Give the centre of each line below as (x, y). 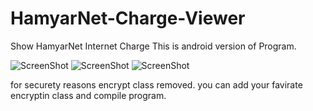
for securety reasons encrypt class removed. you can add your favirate (156, 84)
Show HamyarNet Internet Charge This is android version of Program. (153, 46)
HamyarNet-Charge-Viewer (128, 18)
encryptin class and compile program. (88, 95)
